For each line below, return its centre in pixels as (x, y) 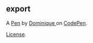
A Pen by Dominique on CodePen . (47, 23)
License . (16, 34)
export (18, 9)
